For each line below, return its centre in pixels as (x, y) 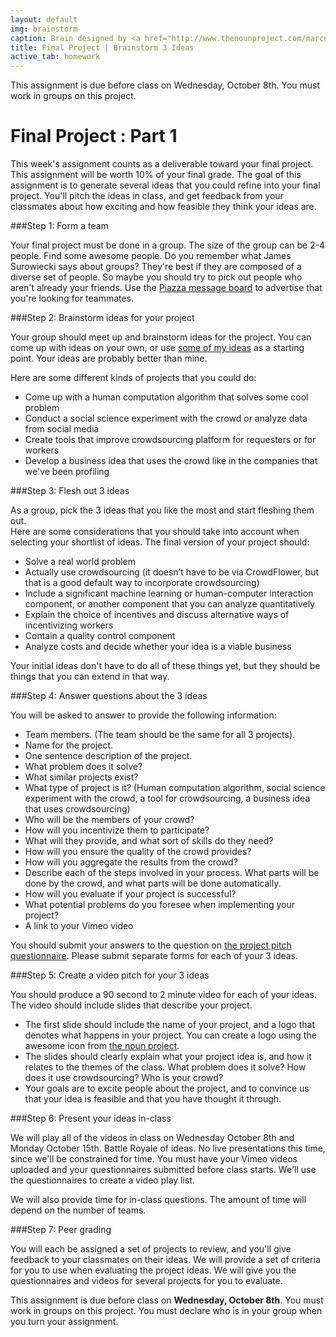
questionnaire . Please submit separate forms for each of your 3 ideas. (154, 956)
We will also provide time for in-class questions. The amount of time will (158, 1200)
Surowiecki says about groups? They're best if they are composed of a (156, 267)
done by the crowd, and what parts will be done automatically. (153, 883)
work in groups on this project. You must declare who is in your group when (166, 1311)
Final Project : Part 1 (94, 136)
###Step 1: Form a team (59, 226)
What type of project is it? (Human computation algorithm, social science (175, 788)
